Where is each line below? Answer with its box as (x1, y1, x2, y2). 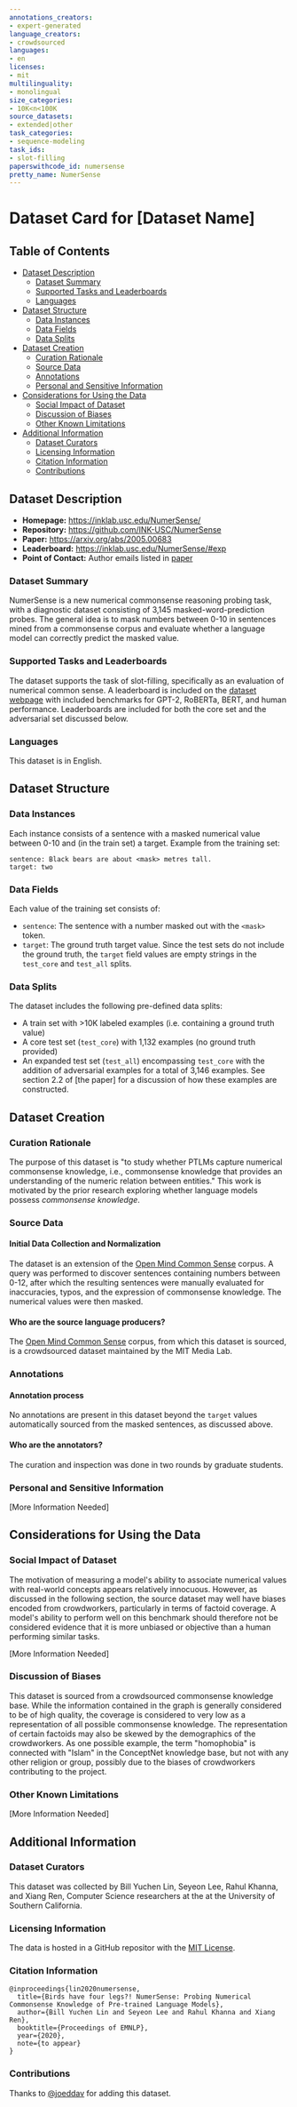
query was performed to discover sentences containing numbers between (9, 1268, 281, 1278)
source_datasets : (9, 112, 74, 121)
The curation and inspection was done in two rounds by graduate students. (9, 1459, 284, 1470)
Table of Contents (9, 244, 111, 259)
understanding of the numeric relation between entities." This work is (9, 1175, 262, 1186)
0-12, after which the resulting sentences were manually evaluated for (9, 1278, 264, 1288)
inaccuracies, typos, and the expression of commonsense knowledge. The (9, 1286, 282, 1298)
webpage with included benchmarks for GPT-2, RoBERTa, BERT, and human (9, 694, 286, 705)
